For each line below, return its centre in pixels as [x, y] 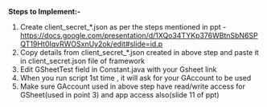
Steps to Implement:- [45, 12]
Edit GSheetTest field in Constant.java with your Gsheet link [118, 69]
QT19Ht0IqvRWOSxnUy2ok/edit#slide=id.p [91, 44]
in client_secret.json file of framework [82, 61]
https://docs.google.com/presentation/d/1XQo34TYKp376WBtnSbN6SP [139, 36]
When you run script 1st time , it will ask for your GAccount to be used [136, 78]
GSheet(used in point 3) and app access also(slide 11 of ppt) [119, 95]
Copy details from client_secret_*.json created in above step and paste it [139, 52]
